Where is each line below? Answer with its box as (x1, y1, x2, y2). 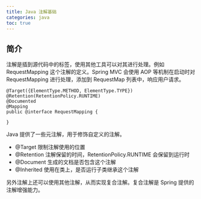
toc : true (6, 20, 31, 26)
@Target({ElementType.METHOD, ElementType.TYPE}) (6, 88, 134, 94)
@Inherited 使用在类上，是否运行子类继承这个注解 (14, 166, 139, 173)
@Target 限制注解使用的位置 (14, 144, 85, 151)
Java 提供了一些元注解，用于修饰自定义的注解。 (6, 130, 125, 138)
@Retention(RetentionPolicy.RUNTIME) (6, 93, 101, 99)
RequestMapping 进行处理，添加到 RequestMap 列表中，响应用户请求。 (6, 76, 185, 83)
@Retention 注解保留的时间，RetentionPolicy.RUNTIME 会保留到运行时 (14, 151, 190, 158)
